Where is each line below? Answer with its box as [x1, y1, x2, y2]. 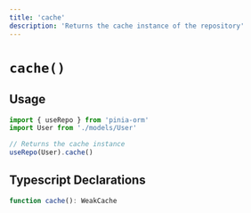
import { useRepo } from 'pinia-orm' [9, 115, 150, 125]
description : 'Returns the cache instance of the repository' [9, 21, 245, 30]
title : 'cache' [9, 12, 66, 22]
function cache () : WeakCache [9, 196, 117, 205]
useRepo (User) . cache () [9, 148, 93, 157]
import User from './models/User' [9, 124, 138, 133]
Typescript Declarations [9, 173, 146, 188]
